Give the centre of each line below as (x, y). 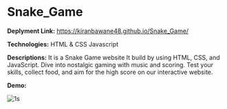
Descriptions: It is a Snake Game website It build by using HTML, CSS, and (113, 57)
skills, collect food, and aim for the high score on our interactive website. (110, 72)
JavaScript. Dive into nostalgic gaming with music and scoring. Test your (110, 64)
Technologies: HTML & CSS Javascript (63, 44)
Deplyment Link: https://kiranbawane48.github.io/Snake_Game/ (98, 31)
